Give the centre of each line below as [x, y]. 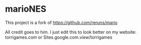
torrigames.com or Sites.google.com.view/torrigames [59, 37]
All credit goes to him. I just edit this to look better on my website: [71, 32]
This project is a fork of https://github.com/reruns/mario [61, 22]
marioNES [26, 9]
